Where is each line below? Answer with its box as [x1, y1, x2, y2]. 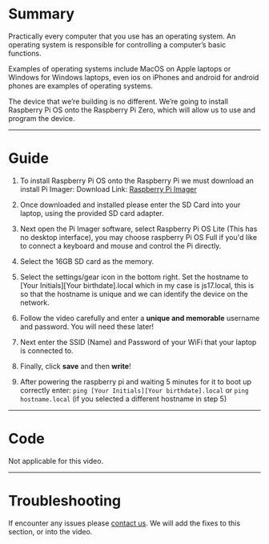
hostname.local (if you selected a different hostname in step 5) [19, 394, 227, 404]
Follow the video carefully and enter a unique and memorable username [19, 313, 260, 323]
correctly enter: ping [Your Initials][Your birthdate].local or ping [19, 385, 249, 395]
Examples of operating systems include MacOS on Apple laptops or [8, 63, 231, 73]
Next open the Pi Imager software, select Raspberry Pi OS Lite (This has [19, 224, 258, 233]
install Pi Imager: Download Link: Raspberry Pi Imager [19, 184, 198, 193]
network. [19, 298, 50, 307]
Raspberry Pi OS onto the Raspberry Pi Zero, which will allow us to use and [8, 105, 256, 115]
